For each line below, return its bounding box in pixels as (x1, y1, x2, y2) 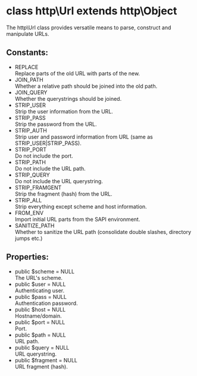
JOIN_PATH (14, 76, 43, 83)
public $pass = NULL (14, 293, 67, 300)
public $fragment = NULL (14, 356, 78, 363)
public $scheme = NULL (14, 267, 75, 275)
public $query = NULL (14, 344, 70, 351)
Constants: (6, 48, 49, 58)
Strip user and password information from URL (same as (14, 133, 153, 140)
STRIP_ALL (14, 196, 42, 204)
